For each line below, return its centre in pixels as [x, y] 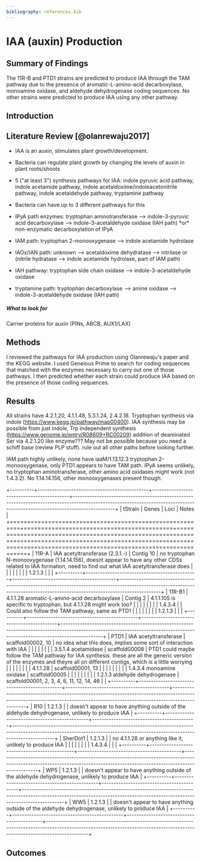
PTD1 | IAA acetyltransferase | [148, 636]
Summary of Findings [47, 64]
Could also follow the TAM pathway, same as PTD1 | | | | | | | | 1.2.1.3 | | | [94, 611]
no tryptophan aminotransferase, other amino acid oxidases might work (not [100, 472]
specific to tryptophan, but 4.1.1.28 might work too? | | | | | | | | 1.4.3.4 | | [94, 605]
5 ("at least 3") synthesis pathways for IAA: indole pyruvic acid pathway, [104, 180]
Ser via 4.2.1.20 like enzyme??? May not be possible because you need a [96, 441]
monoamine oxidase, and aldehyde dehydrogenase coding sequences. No [98, 91]
